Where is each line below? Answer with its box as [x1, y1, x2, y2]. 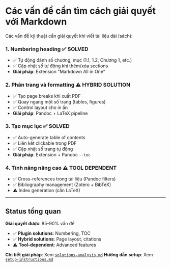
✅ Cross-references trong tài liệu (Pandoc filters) [12, 176, 116, 182]
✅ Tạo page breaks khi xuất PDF [12, 93, 81, 99]
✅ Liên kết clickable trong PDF [12, 140, 77, 146]
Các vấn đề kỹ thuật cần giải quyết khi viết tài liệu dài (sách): [5, 33, 133, 39]
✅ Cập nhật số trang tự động [12, 146, 73, 152]
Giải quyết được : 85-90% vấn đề [5, 220, 75, 226]
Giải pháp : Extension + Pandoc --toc [12, 151, 91, 157]
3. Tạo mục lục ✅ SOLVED [5, 123, 70, 130]
